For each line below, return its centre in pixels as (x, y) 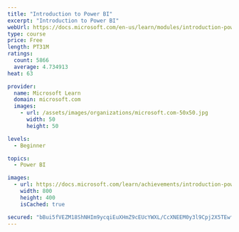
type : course (27, 34)
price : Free (25, 41)
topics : (19, 158)
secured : (20, 217)
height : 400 (38, 197)
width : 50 (41, 120)
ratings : (20, 54)
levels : (19, 139)
